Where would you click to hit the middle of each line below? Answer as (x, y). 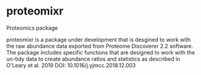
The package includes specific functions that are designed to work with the (101, 52)
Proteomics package (32, 28)
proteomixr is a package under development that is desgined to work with (99, 39)
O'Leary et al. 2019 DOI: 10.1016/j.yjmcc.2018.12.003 (71, 65)
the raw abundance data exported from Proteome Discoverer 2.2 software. (100, 46)
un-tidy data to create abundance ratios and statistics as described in (93, 59)
